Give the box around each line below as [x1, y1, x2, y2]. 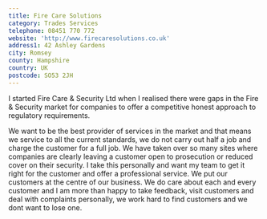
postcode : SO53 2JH [8, 71, 74, 79]
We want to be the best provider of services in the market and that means [8, 126, 252, 136]
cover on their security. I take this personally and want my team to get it [8, 160, 245, 169]
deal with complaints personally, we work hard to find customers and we [8, 194, 248, 204]
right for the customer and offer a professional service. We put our [8, 168, 229, 178]
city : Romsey [8, 49, 52, 57]
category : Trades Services [8, 19, 99, 27]
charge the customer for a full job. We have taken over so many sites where [8, 143, 258, 152]
